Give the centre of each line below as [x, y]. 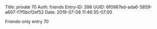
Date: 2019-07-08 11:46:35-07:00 [78, 12]
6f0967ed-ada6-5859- [129, 7]
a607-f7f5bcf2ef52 [24, 12]
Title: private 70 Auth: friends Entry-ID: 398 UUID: [55, 7]
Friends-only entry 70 [27, 22]
